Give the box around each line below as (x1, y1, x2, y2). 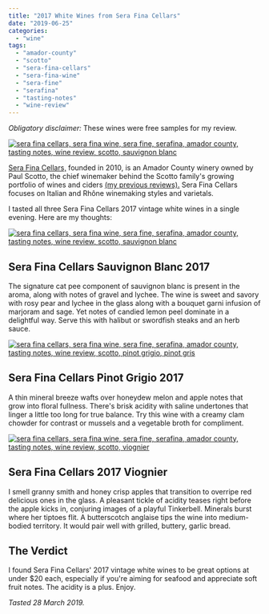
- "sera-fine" (15, 79, 62, 87)
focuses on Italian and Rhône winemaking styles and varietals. (8, 189, 214, 198)
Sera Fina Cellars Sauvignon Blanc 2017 (8, 260, 211, 274)
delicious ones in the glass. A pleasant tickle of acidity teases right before (8, 495, 252, 505)
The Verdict (8, 543, 68, 558)
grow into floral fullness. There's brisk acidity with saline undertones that (8, 401, 249, 410)
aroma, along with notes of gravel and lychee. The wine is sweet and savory (8, 290, 259, 299)
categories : (8, 26, 48, 35)
